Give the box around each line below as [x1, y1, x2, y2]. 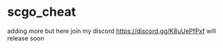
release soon [7, 34, 44, 42]
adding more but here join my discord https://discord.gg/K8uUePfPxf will [7, 27, 217, 35]
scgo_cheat [7, 4, 76, 20]
